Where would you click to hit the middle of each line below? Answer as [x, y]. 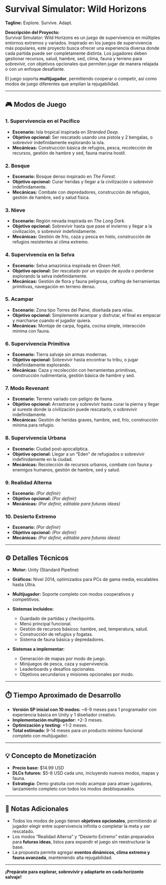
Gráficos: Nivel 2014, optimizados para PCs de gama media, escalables [85, 579]
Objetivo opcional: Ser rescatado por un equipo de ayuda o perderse [83, 270]
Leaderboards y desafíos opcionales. [57, 669]
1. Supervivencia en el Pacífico [42, 121]
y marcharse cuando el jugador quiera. [52, 320]
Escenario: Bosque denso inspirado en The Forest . [64, 176]
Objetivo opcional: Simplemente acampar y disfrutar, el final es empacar [86, 315]
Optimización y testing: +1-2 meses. [50, 725]
